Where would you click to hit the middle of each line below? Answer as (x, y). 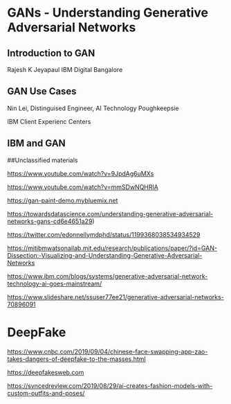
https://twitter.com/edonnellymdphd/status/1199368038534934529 (104, 234)
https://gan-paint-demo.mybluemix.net (63, 200)
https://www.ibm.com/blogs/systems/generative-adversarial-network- (108, 276)
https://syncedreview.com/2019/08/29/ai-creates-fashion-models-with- (110, 385)
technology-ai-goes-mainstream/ (55, 283)
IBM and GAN (36, 143)
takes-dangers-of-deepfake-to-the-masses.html (77, 359)
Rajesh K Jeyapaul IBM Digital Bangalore (65, 70)
